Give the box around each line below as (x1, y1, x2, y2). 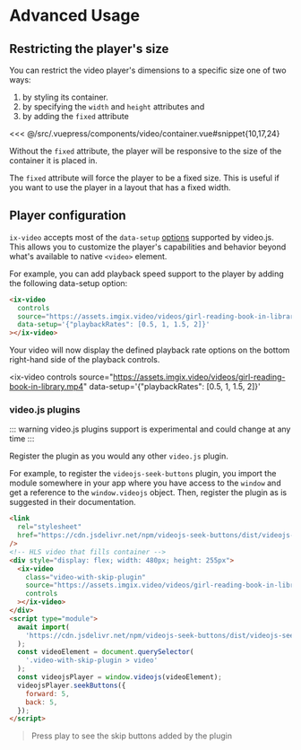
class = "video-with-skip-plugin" (25, 572, 146, 581)
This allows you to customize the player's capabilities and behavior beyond (9, 241, 287, 252)
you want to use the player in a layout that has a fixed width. (9, 182, 231, 193)
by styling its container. (21, 92, 109, 102)
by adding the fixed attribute (21, 111, 130, 121)
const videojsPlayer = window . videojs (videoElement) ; (17, 673, 222, 682)
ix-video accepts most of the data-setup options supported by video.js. (9, 231, 275, 242)
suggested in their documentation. (9, 497, 136, 508)
